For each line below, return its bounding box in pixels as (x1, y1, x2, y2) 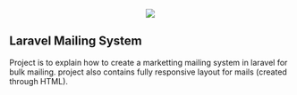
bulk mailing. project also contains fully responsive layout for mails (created (9, 67, 288, 77)
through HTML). (9, 75, 69, 86)
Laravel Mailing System (9, 34, 143, 49)
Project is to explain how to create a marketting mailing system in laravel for (9, 57, 288, 67)
